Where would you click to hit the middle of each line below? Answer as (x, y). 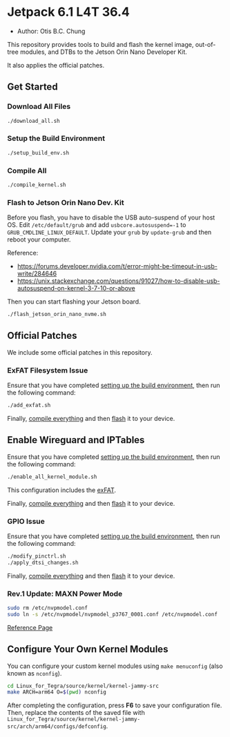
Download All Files (39, 106)
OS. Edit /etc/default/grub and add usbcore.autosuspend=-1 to (97, 225)
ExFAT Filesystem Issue (48, 370)
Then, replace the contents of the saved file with (76, 713)
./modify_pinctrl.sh (37, 556)
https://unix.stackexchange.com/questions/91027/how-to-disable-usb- (118, 281)
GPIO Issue (26, 521)
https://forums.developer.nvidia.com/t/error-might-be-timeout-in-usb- (117, 266)
